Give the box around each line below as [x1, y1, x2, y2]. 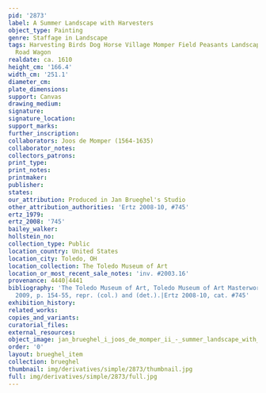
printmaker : [8, 174, 47, 182]
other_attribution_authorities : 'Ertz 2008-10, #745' [8, 203, 190, 211]
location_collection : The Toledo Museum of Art [8, 262, 169, 270]
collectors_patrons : [8, 151, 77, 159]
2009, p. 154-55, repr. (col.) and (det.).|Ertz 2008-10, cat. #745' [15, 292, 249, 300]
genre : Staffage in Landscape [8, 33, 108, 42]
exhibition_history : [8, 299, 77, 307]
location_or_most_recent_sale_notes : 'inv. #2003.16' [8, 269, 190, 277]
